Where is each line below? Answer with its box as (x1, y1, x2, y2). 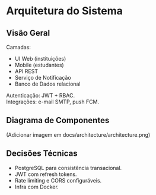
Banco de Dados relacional (14, 80, 81, 87)
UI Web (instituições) (14, 55, 66, 62)
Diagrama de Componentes (6, 115, 110, 125)
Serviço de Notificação (14, 74, 71, 81)
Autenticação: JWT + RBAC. (6, 92, 75, 99)
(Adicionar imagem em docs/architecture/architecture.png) (6, 131, 151, 138)
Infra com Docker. (14, 183, 59, 190)
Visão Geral (6, 28, 50, 38)
